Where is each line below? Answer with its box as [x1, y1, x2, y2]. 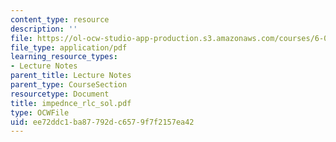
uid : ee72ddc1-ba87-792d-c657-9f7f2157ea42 [10, 117, 195, 127]
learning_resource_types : [10, 52, 118, 62]
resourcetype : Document [10, 89, 110, 99]
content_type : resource [10, 14, 110, 25]
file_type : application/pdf [10, 42, 128, 53]
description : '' [10, 24, 78, 34]
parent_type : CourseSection [10, 80, 128, 90]
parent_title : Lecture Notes [10, 71, 132, 81]
